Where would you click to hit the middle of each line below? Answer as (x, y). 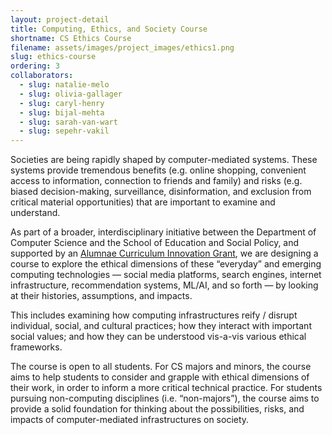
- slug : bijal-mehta (62, 112)
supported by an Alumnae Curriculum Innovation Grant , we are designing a (164, 253)
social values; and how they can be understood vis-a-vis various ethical (158, 337)
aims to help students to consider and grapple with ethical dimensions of (160, 377)
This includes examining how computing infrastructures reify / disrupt (154, 315)
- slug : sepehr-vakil (64, 131)
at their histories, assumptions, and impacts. (101, 296)
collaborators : (42, 76)
